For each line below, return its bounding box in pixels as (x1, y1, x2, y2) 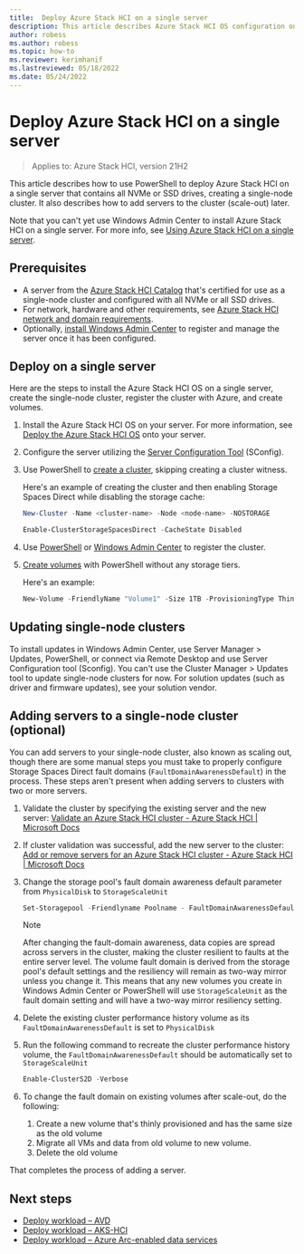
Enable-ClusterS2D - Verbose (22, 1075, 128, 1084)
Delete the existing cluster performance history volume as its (22, 1012, 251, 1024)
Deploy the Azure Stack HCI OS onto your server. (22, 429, 206, 440)
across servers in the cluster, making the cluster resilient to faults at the (22, 947, 290, 958)
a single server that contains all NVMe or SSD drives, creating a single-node (9, 188, 293, 198)
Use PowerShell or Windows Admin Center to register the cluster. (22, 542, 266, 553)
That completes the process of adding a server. (9, 1165, 186, 1176)
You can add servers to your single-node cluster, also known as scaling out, (9, 747, 292, 757)
